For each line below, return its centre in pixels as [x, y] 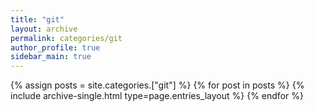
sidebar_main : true [51, 57]
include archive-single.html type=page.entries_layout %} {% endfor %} [157, 96]
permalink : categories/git [66, 38]
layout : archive [44, 29]
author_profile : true [55, 47]
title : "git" [37, 19]
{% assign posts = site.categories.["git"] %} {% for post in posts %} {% [157, 85]
